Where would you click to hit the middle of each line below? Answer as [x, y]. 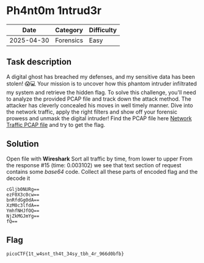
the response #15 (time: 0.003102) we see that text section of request [94, 165]
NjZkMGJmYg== [23, 216]
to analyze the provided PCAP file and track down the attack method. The [99, 99]
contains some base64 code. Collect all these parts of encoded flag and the [102, 171]
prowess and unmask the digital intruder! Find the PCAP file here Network [99, 118]
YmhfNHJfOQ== [23, 211]
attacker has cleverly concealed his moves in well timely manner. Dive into [100, 105]
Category [69, 30]
